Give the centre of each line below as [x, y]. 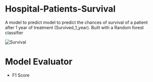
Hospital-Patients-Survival [60, 9]
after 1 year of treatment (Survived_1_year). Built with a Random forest [75, 27]
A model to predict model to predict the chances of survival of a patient [76, 22]
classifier [14, 33]
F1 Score [21, 75]
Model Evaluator [39, 62]
